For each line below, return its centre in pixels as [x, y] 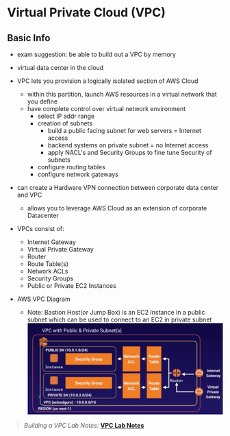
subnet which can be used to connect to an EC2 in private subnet [119, 319]
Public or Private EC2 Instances [72, 286]
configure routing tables [72, 167]
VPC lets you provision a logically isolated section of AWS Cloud [107, 81]
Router [37, 256]
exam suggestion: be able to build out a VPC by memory [97, 54]
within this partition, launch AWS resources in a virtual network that [122, 94]
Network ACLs [48, 271]
